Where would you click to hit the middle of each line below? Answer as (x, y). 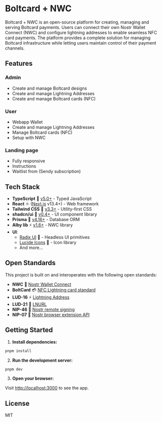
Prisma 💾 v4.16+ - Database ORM (46, 220)
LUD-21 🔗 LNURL (30, 304)
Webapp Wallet (27, 122)
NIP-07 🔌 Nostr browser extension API (51, 315)
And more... (31, 248)
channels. (15, 48)
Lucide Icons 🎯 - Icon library (48, 243)
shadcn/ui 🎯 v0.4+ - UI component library (55, 214)
